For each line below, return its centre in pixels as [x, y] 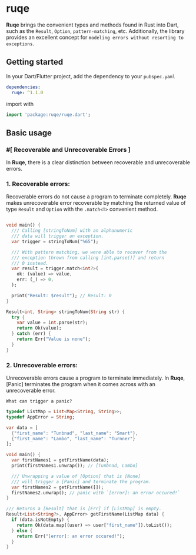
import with [20, 104]
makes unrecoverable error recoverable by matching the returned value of [96, 203]
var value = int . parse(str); [52, 323]
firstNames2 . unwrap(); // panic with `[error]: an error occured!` [96, 493]
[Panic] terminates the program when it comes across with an [81, 384]
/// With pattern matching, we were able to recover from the [89, 252]
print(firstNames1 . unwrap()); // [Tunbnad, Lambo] [75, 466]
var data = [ [22, 428]
